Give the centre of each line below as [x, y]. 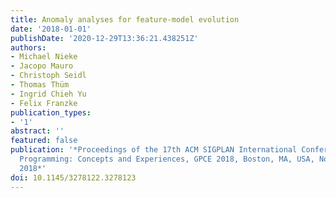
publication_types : [51, 112]
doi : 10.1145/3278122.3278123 [73, 177]
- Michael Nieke [44, 57]
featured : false [44, 141]
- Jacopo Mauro [42, 66]
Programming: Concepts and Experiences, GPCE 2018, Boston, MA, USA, [167, 159]
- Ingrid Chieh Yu [48, 94]
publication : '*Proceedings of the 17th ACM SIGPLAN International [154, 150]
